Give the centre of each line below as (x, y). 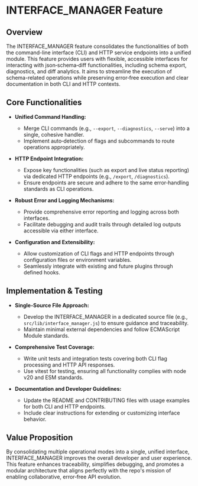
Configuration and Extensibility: (55, 242)
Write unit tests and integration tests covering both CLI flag (95, 358)
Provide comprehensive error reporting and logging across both (101, 212)
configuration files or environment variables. (77, 260)
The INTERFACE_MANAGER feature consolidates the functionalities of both (97, 46)
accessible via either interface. (61, 231)
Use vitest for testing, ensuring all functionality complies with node (105, 371)
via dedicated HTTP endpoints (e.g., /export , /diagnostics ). (97, 176)
